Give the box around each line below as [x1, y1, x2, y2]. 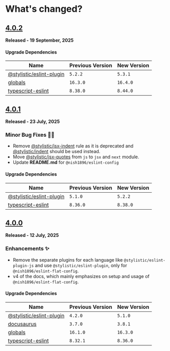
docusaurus [8, 320, 37, 327]
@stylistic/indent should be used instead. [12, 149, 101, 155]
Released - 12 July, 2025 [5, 232, 59, 238]
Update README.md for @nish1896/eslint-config [12, 159, 119, 165]
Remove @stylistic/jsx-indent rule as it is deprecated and [12, 143, 134, 149]
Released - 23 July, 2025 [5, 119, 60, 125]
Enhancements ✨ [5, 245, 50, 252]
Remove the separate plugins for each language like [12, 256, 123, 263]
